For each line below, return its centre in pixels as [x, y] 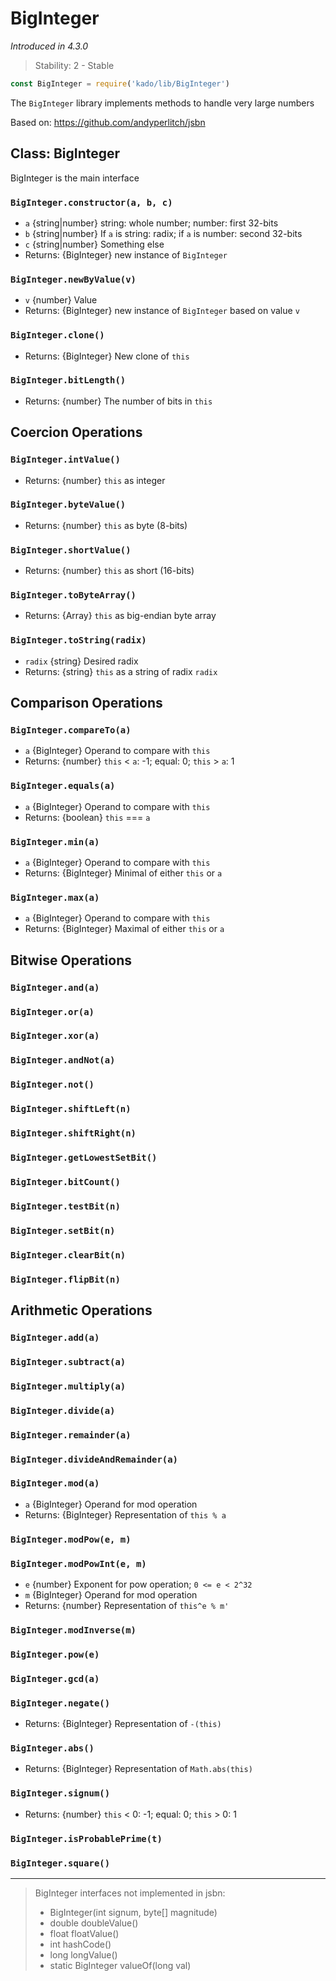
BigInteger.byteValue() [68, 505]
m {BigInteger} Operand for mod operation [111, 1595]
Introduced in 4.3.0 [49, 46]
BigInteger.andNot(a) [63, 1060]
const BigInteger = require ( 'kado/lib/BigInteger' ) [120, 83]
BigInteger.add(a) [55, 1337]
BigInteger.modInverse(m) [73, 1630]
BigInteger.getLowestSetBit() [84, 1158]
